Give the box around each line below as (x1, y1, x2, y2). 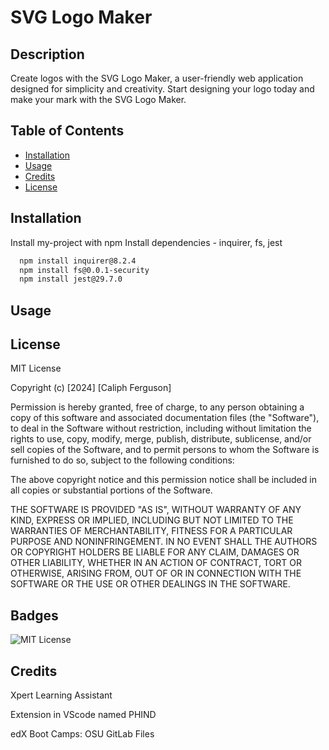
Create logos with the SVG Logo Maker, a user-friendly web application (10, 72, 304, 84)
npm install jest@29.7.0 (19, 274, 123, 285)
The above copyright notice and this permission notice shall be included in (10, 474, 317, 486)
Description (10, 46, 85, 63)
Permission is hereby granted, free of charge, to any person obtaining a (10, 401, 305, 413)
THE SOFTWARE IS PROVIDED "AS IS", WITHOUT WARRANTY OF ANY (10, 504, 302, 516)
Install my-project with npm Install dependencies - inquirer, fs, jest (10, 236, 283, 248)
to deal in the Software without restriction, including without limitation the (10, 422, 312, 435)
